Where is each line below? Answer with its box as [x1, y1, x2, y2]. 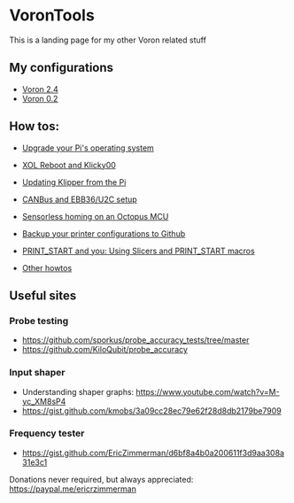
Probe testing [9, 314, 69, 327]
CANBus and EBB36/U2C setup [21, 194, 137, 205]
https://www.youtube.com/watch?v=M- [135, 386, 281, 397]
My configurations [9, 60, 113, 75]
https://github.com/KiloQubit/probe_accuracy [21, 344, 189, 355]
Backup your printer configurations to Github [21, 228, 186, 239]
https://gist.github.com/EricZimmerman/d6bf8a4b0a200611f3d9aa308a [21, 447, 285, 458]
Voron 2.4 [21, 83, 59, 94]
